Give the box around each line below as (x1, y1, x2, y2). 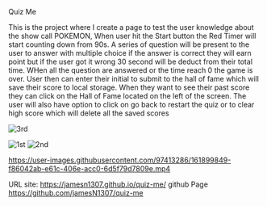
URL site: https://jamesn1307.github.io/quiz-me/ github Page (8, 179, 208, 189)
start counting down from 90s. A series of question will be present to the (8, 40, 250, 49)
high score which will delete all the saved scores (8, 108, 169, 118)
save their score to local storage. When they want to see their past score (8, 82, 250, 92)
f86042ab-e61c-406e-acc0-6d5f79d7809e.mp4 (8, 164, 171, 173)
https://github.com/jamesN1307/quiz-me (8, 188, 144, 197)
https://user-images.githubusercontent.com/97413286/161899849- (8, 155, 232, 165)
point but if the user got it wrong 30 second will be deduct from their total (8, 57, 252, 66)
